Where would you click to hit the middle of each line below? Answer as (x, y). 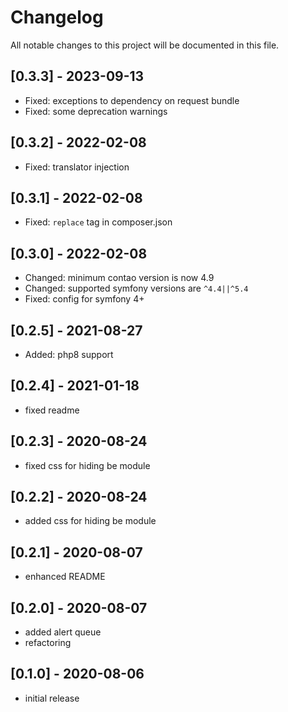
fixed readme (52, 410)
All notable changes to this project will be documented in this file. (145, 45)
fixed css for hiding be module (87, 465)
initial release (52, 698)
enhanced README (65, 577)
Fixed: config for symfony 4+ (84, 299)
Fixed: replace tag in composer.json (98, 222)
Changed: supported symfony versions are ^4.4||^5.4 (136, 288)
